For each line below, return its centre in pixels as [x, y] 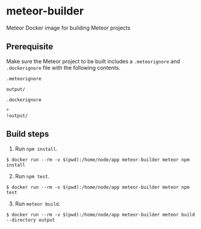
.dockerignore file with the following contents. [63, 67]
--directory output [31, 220]
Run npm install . [36, 148]
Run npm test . [32, 176]
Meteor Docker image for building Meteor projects [68, 28]
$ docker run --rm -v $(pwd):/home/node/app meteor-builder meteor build [101, 215]
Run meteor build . [38, 204]
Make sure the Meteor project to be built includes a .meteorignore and [93, 61]
